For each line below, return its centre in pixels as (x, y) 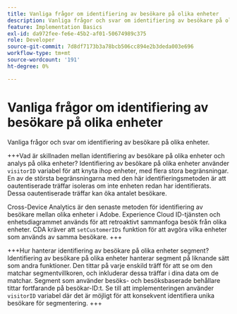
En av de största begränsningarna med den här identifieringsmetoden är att (117, 178)
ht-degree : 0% (28, 66)
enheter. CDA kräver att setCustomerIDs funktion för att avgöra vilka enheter (117, 229)
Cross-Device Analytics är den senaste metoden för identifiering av (105, 207)
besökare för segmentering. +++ (55, 303)
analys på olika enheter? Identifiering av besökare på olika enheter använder (119, 163)
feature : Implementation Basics (55, 27)
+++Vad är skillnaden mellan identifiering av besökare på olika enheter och (116, 155)
